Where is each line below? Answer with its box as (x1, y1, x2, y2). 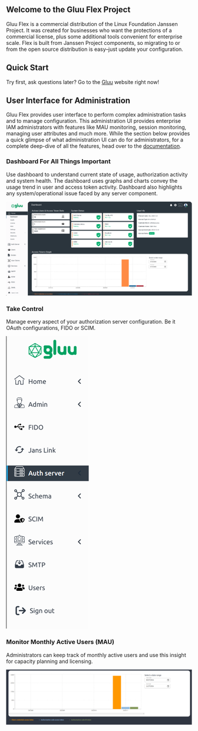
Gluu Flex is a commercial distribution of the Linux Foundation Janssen (6, 20, 178, 27)
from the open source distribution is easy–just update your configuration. (6, 46, 184, 53)
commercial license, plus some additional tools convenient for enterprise (6, 33, 183, 40)
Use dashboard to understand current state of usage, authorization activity (6, 171, 188, 178)
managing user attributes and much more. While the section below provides (6, 130, 190, 137)
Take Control (6, 305, 44, 313)
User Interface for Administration (6, 96, 131, 106)
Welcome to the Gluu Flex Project (6, 5, 131, 15)
